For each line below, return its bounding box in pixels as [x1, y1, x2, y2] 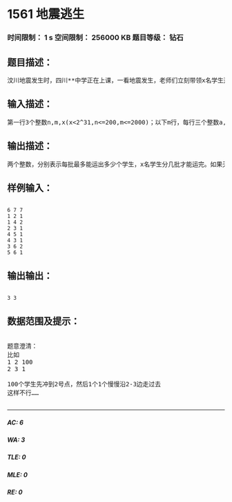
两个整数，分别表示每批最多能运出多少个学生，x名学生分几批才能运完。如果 [7, 160, 223, 168]
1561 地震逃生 [7, 6, 85, 22]
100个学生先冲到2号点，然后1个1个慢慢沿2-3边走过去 [7, 380, 161, 388]
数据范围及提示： [7, 315, 80, 327]
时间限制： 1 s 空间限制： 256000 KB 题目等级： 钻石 [7, 33, 184, 42]
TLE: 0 [7, 453, 26, 461]
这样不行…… [7, 388, 39, 397]
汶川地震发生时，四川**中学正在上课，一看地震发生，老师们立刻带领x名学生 [7, 76, 224, 84]
